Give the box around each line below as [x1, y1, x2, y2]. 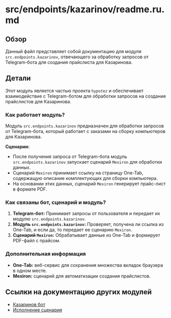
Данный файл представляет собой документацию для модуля [5, 49, 142, 54]
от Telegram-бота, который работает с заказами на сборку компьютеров [5, 128, 165, 134]
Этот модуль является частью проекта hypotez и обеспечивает [5, 87, 144, 94]
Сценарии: [5, 144, 30, 150]
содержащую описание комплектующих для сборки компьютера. [12, 175, 158, 181]
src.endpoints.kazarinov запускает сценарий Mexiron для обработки [12, 159, 162, 165]
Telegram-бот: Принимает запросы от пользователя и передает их [12, 211, 160, 217]
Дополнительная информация [5, 251, 86, 258]
